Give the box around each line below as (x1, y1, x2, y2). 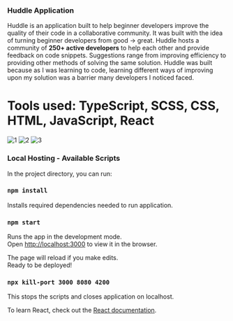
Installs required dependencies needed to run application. (7, 201, 173, 209)
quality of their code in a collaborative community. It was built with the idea (7, 29, 223, 37)
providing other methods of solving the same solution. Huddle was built (7, 59, 213, 67)
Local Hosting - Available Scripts (7, 153, 121, 163)
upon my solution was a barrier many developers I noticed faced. (7, 73, 194, 82)
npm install (7, 187, 48, 194)
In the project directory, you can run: (7, 169, 112, 178)
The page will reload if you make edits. (7, 254, 119, 262)
